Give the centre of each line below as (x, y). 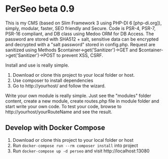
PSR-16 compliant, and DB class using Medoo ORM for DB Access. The (80, 34)
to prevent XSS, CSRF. (80, 55)
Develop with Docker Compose (55, 128)
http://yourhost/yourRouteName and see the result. (59, 112)
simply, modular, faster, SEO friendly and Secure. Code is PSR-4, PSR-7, (80, 28)
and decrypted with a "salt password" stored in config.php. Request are (80, 44)
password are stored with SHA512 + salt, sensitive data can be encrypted (82, 39)
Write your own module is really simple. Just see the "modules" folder (78, 96)
